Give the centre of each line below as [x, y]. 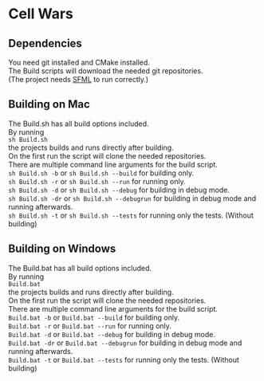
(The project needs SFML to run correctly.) [79, 79]
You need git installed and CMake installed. [79, 62]
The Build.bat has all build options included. [80, 268]
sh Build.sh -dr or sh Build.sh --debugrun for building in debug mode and [132, 198]
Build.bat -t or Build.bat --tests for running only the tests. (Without [124, 359]
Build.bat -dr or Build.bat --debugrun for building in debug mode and [125, 343]
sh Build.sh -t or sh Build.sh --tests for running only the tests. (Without [131, 215]
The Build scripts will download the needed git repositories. [106, 71]
